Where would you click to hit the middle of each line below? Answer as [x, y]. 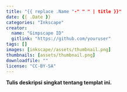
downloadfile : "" [27, 60]
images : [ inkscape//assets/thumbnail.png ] [59, 50]
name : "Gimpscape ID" [38, 33]
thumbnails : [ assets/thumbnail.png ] [51, 55]
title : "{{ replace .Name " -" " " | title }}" [64, 11]
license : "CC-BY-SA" [31, 66]
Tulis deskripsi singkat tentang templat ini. [59, 83]
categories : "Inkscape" [35, 22]
